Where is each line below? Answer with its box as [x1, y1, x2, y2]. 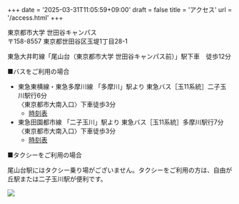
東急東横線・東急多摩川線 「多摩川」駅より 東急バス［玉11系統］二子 [17, 82, 220, 90]
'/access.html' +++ [7, 14, 63, 22]
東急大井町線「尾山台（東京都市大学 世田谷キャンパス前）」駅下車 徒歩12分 [7, 52, 232, 60]
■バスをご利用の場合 [7, 68, 70, 75]
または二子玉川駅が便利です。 [19, 175, 107, 183]
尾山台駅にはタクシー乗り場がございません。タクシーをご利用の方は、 [7, 166, 214, 174]
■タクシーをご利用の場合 [7, 151, 82, 159]
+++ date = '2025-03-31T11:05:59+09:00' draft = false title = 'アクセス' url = [7, 6, 233, 14]
